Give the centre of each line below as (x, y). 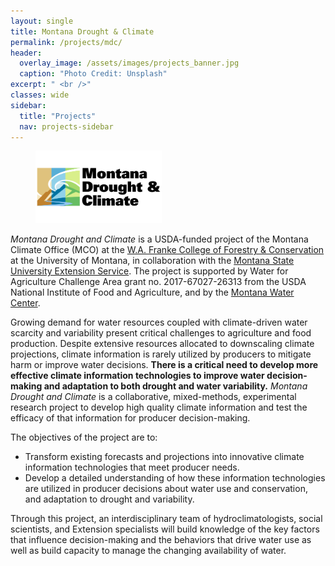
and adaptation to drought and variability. (109, 499)
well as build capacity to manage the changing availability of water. (148, 551)
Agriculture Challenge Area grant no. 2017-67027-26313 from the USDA (158, 282)
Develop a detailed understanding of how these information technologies (175, 478)
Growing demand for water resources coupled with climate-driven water (159, 322)
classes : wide (40, 95)
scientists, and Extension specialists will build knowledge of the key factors (165, 529)
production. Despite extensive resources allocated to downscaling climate (162, 344)
